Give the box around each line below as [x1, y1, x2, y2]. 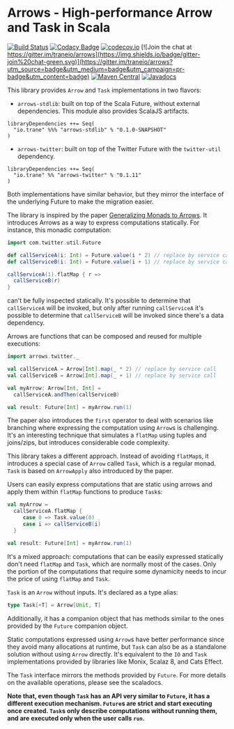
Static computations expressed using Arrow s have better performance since [7, 635, 225, 643]
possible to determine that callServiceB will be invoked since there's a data [7, 312, 224, 320]
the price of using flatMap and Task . [7, 574, 110, 583]
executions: [7, 339, 40, 348]
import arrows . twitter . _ [7, 353, 79, 360]
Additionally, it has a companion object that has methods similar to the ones [7, 614, 224, 622]
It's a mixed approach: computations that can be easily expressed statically [7, 552, 224, 560]
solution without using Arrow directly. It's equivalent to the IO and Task [7, 650, 208, 658]
